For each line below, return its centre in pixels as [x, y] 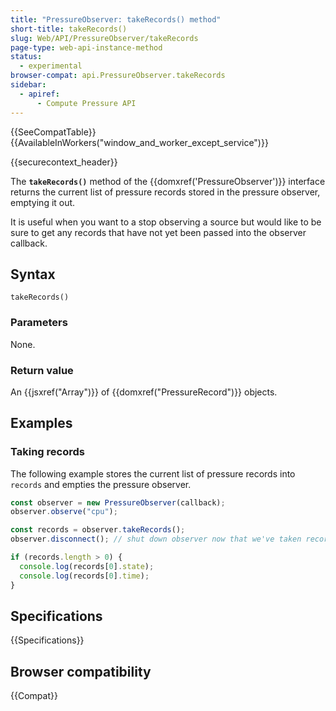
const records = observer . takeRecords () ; [98, 530]
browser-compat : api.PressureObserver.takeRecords [118, 76]
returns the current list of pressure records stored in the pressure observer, [165, 192]
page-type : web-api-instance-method [86, 47]
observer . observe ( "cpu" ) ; [64, 512]
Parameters [39, 323]
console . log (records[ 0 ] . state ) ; [87, 566]
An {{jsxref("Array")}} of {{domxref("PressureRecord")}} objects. [144, 392]
